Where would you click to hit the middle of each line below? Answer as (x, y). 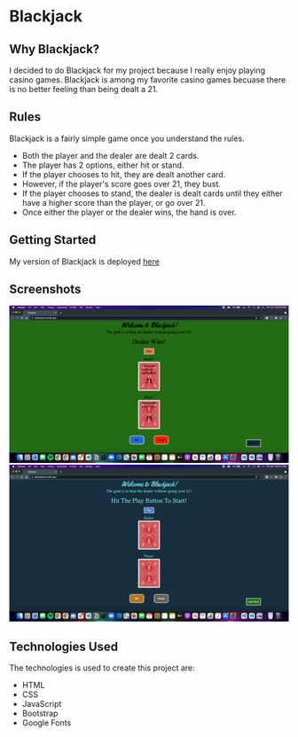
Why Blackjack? (55, 49)
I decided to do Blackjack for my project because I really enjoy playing (137, 70)
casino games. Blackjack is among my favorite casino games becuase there (148, 80)
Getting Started (53, 240)
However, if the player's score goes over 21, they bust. (122, 184)
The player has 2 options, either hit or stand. (103, 165)
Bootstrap (40, 713)
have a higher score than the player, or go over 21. (114, 202)
